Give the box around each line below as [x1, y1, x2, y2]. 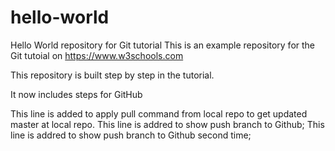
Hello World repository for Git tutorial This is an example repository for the [10, 39, 316, 51]
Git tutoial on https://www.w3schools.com [10, 49, 184, 61]
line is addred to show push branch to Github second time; [10, 129, 252, 141]
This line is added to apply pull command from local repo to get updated [10, 107, 308, 120]
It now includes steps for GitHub [10, 88, 143, 100]
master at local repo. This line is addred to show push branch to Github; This [10, 118, 325, 130]
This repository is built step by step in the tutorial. [10, 69, 215, 81]
